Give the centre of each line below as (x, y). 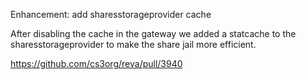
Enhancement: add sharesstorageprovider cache (111, 14)
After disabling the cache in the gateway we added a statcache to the (153, 33)
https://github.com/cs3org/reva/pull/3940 (96, 63)
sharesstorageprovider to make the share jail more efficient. (133, 44)
